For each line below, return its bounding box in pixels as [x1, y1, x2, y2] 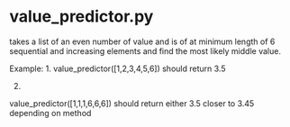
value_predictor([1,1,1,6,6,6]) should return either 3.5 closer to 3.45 [9, 97, 255, 109]
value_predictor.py [9, 6, 154, 27]
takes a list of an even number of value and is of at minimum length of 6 [9, 36, 276, 47]
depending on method [9, 107, 92, 118]
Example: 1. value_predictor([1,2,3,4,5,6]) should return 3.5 [9, 63, 226, 74]
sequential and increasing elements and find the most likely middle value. [9, 45, 282, 56]
